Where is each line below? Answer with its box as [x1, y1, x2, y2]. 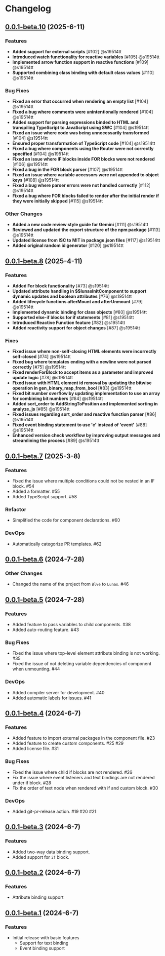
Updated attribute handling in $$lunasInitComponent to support [12, 288, 147, 294]
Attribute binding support [12, 894, 64, 900]
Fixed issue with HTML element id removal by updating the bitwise [12, 380, 152, 386]
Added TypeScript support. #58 [12, 494, 77, 500]
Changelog [5, 3, 51, 14]
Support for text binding [19, 940, 69, 946]
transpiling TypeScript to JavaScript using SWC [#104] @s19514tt [12, 124, 149, 131]
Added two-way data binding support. [12, 849, 90, 855]
